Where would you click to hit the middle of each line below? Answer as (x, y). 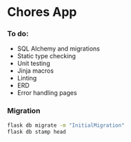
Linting (27, 78)
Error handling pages (47, 93)
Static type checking (46, 56)
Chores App (42, 12)
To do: (18, 34)
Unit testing (33, 64)
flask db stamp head (37, 132)
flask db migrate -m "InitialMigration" (66, 125)
